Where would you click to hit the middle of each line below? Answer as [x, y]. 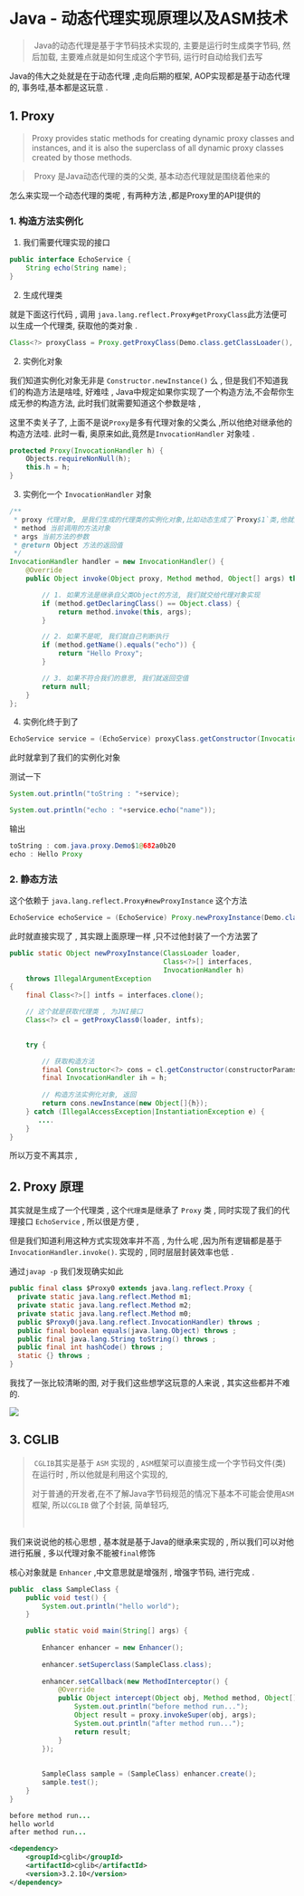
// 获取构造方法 [68, 1061]
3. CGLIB [34, 1440]
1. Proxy [32, 116]
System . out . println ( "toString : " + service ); [95, 794]
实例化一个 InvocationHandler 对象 [87, 494]
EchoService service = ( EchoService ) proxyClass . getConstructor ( [135, 739]
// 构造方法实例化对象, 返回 [89, 1095]
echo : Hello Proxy [46, 854]
